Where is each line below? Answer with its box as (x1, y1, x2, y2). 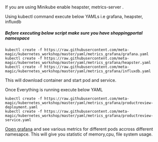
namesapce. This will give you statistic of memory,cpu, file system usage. (5, 131, 153, 137)
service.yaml (5, 117, 32, 122)
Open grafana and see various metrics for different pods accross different (5, 126, 153, 132)
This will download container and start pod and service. (5, 77, 117, 83)
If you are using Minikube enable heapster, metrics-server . (5, 4, 124, 10)
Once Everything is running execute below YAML (5, 86, 103, 92)
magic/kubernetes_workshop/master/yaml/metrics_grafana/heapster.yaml (5, 60, 151, 65)
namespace (5, 35, 30, 41)
